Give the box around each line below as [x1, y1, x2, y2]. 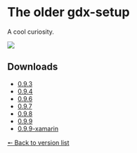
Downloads [7, 61, 58, 73]
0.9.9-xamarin [17, 124, 58, 133]
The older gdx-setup [7, 4, 130, 20]
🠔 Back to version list [7, 138, 70, 147]
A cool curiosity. [7, 27, 55, 36]
